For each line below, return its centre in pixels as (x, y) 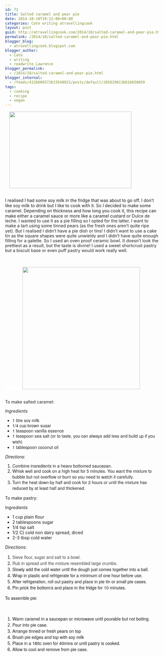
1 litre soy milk (26, 420)
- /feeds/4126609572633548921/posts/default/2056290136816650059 (77, 82)
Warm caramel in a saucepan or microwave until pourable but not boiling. (81, 619)
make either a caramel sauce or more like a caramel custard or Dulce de (77, 216)
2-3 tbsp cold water (32, 538)
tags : (10, 87)
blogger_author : (21, 50)
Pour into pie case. (30, 625)
